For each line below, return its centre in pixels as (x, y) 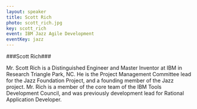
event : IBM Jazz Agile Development (50, 34)
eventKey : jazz (25, 39)
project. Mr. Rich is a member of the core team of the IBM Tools (84, 87)
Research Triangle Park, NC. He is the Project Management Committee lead (99, 74)
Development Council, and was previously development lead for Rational (95, 93)
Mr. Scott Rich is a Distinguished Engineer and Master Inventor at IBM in (94, 68)
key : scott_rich (26, 28)
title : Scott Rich (29, 17)
